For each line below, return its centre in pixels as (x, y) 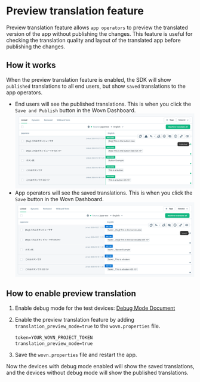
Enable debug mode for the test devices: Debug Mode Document (95, 308)
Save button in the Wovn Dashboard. (59, 199)
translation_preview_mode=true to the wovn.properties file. (87, 326)
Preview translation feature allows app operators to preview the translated (97, 27)
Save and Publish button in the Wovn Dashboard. (75, 110)
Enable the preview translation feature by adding (74, 319)
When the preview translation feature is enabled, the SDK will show (89, 79)
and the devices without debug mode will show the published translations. (98, 372)
